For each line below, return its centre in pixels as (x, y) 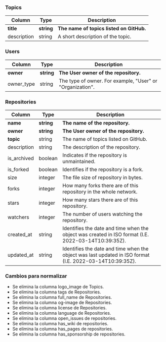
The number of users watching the (103, 214)
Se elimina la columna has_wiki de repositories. (60, 324)
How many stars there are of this (100, 200)
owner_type (21, 84)
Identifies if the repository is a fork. (103, 169)
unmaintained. (79, 161)
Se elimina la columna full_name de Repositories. (62, 297)
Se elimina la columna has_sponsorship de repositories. (69, 334)
